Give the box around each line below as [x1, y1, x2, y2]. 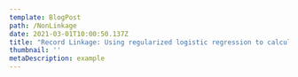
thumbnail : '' [9, 46, 62, 55]
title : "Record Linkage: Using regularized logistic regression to [9, 37, 264, 47]
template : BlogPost [9, 12, 82, 22]
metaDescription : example [9, 54, 105, 63]
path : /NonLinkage [9, 21, 77, 30]
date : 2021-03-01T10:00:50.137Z [9, 29, 129, 38]
